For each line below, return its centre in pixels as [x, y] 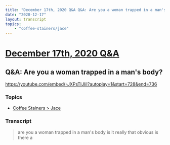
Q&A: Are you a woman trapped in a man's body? [84, 72]
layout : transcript [26, 19]
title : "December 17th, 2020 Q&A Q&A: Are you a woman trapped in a [79, 10]
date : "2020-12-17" [26, 15]
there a [25, 137]
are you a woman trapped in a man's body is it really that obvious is [88, 132]
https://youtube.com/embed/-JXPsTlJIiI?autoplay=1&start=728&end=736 [81, 84]
